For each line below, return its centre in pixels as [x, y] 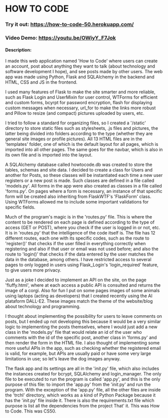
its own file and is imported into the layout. [49, 155]
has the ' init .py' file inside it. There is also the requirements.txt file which [80, 400]
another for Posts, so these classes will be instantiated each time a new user [84, 175]
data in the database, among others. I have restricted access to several [78, 260]
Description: [18, 50]
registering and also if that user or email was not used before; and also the [82, 249]
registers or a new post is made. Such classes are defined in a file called [80, 180]
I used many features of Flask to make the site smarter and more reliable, [80, 92]
